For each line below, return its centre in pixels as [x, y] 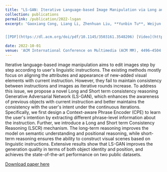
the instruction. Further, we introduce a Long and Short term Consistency [80, 123]
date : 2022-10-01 [23, 46]
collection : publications [32, 14]
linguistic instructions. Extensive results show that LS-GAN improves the [79, 144]
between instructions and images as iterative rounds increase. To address [81, 86]
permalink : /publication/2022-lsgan [43, 19]
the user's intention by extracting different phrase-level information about [80, 117]
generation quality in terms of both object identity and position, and [74, 149]
